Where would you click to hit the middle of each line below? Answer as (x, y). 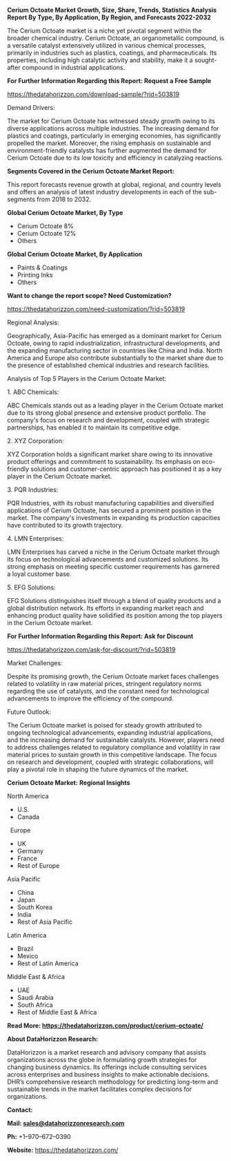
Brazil (25, 949)
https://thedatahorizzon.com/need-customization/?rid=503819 (96, 309)
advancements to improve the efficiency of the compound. (90, 698)
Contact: (20, 1110)
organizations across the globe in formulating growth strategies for (102, 1060)
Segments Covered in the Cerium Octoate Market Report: (91, 171)
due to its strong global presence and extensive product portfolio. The (107, 413)
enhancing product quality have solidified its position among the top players (115, 615)
